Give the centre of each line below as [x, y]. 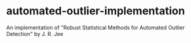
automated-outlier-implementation [96, 11]
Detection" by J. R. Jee [35, 33]
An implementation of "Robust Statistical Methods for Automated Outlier [95, 27]
